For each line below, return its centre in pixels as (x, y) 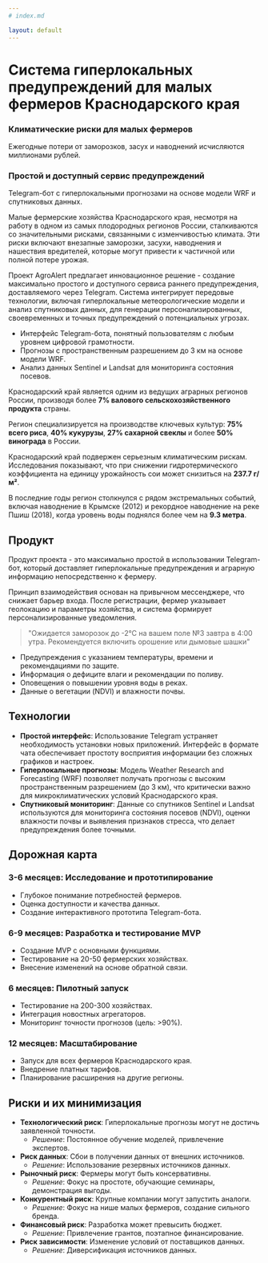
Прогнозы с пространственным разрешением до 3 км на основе (131, 350)
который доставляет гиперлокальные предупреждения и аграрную (139, 568)
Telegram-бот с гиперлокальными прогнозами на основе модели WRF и (132, 193)
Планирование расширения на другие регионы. (102, 1078)
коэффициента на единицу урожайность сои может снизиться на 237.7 (130, 474)
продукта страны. (40, 409)
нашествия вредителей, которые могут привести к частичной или (122, 251)
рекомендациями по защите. (70, 666)
